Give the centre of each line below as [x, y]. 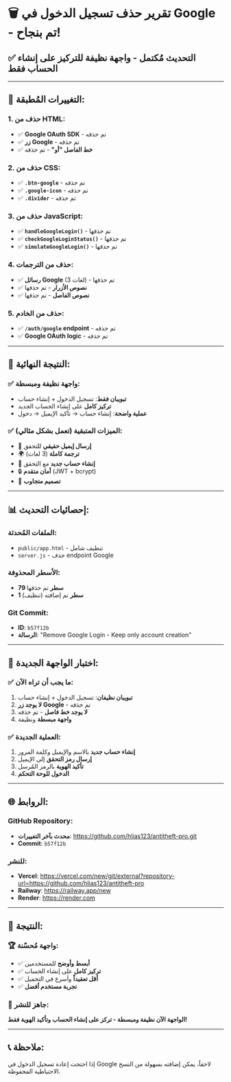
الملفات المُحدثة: [32, 533]
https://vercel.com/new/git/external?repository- [107, 876]
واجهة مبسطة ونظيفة [45, 719]
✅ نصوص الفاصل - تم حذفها [53, 295]
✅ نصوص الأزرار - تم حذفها [52, 287]
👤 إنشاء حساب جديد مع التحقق [56, 463]
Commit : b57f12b [42, 843]
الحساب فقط [33, 68]
